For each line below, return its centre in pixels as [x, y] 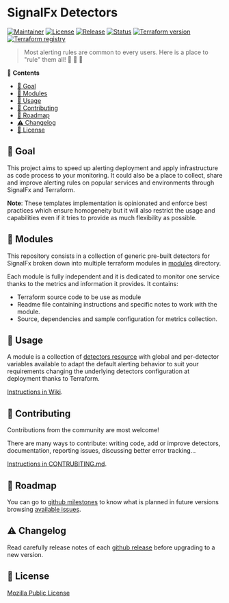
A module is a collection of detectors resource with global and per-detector [113, 357]
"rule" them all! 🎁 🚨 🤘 [53, 59]
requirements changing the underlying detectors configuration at [98, 371]
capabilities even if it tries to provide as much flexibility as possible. [102, 217]
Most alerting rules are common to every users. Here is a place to [116, 52]
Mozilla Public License [39, 593]
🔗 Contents [23, 73]
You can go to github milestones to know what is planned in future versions [113, 502]
